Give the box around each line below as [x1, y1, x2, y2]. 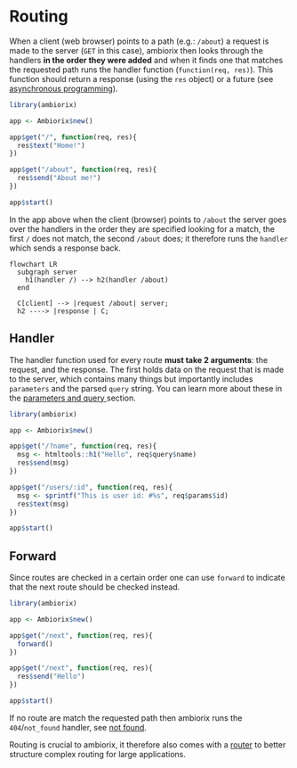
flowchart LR [9, 260, 58, 268]
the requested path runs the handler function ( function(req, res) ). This [9, 64, 274, 75]
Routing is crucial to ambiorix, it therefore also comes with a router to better [9, 739, 286, 750]
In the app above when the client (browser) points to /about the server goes [9, 214, 287, 225]
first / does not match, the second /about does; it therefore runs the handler [9, 233, 289, 244]
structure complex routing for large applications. [9, 748, 187, 759]
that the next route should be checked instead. [9, 582, 181, 592]
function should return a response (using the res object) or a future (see [9, 73, 274, 84]
